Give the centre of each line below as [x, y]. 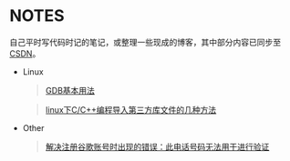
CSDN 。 [25, 53]
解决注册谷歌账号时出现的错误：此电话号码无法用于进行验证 [157, 146]
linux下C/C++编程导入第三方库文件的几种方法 [131, 109]
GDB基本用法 [70, 90]
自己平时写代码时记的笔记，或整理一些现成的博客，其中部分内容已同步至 [145, 42]
